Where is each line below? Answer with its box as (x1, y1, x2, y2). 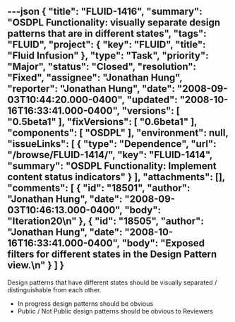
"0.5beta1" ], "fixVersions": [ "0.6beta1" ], (7, 116, 198, 128)
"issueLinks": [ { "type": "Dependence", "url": (7, 138, 217, 150)
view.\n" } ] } (7, 259, 65, 271)
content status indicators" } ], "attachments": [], (7, 171, 226, 183)
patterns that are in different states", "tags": (7, 28, 207, 40)
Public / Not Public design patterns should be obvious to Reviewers (17, 306, 213, 315)
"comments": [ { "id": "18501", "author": (7, 182, 191, 194)
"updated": (126, 94, 178, 106)
